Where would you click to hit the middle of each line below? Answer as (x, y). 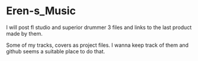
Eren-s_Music (41, 11)
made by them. (25, 33)
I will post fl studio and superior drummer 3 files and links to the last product (99, 27)
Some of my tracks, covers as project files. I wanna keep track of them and (98, 45)
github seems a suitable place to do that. (56, 51)
